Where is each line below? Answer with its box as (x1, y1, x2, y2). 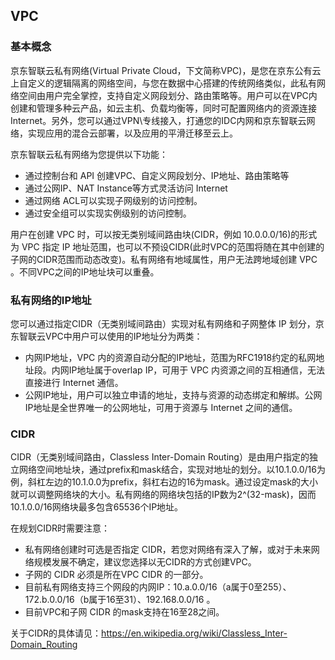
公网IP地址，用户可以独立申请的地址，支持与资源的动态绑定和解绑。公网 (24, 389, 323, 401)
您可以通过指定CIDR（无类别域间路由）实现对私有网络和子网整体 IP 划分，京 (10, 317, 325, 329)
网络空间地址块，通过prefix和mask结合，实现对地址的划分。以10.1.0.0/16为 (18, 464, 326, 476)
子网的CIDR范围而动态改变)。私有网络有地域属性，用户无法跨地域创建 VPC (10, 253, 318, 265)
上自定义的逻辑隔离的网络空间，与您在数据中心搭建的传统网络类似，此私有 (10, 77, 317, 89)
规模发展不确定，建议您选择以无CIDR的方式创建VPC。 (33, 556, 257, 568)
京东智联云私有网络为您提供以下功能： (10, 148, 168, 160)
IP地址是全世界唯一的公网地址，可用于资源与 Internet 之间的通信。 (24, 401, 298, 413)
